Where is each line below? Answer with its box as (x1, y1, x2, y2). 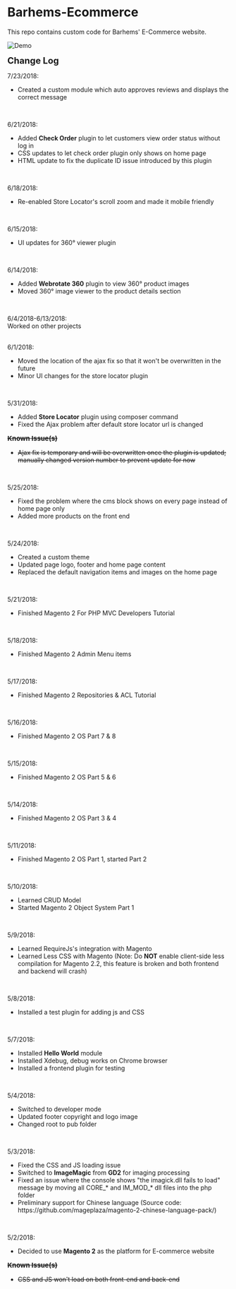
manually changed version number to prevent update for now (17, 456, 196, 464)
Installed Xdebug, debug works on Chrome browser (17, 1056, 168, 1065)
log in (17, 141, 34, 150)
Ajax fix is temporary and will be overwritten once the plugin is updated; (17, 448, 227, 456)
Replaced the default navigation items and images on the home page (17, 567, 218, 576)
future (17, 364, 36, 373)
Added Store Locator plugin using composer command (17, 412, 178, 420)
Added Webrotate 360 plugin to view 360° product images (17, 279, 190, 288)
